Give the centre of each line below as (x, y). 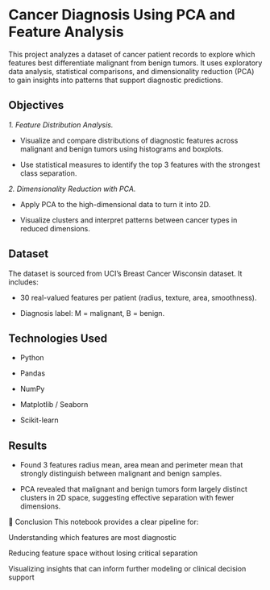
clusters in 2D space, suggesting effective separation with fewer (127, 498)
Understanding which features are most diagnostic (93, 538)
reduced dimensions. (55, 228)
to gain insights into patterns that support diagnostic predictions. (116, 80)
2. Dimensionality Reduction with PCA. (72, 189)
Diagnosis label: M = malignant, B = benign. (92, 313)
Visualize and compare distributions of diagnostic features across (129, 140)
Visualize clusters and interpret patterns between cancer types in (129, 220)
